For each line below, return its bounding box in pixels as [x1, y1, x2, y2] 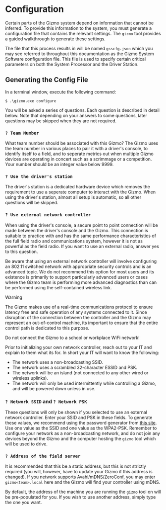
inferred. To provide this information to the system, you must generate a [5, 25, 152, 31]
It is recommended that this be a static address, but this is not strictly [5, 463, 146, 469]
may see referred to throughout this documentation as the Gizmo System [5, 51, 155, 57]
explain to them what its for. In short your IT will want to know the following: [5, 349, 160, 355]
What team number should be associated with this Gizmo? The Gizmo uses [5, 140, 159, 146]
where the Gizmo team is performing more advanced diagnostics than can [5, 279, 157, 285]
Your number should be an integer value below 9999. [5, 162, 114, 168]
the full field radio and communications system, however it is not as [5, 238, 143, 244]
